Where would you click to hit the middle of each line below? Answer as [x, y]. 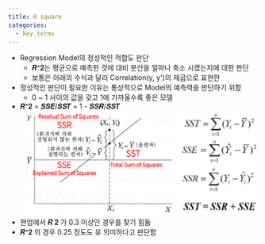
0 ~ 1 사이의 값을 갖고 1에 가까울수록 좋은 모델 [102, 97]
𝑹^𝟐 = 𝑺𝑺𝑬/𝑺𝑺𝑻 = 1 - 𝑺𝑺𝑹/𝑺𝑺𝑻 [70, 106]
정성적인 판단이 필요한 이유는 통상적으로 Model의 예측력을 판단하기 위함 [131, 88]
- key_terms [35, 33]
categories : [28, 25]
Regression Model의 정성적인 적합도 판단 [84, 58]
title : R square [35, 17]
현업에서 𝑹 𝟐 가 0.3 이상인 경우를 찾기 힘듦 [85, 222]
